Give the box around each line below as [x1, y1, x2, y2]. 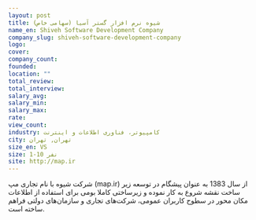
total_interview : [8, 84, 65, 93]
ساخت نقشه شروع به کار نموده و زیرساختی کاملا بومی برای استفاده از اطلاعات [8, 188, 240, 197]
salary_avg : [8, 92, 47, 100]
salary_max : [8, 107, 47, 115]
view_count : [8, 121, 47, 129]
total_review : [8, 77, 55, 85]
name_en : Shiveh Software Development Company [8, 26, 164, 34]
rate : [8, 114, 26, 122]
